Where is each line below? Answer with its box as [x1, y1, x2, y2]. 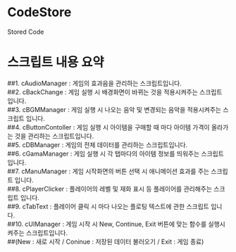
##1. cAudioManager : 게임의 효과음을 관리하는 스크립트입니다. [7, 79, 182, 87]
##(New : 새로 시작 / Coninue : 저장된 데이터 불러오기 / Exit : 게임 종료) [7, 237, 204, 246]
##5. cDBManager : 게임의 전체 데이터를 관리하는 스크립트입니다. [7, 140, 188, 149]
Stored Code [7, 27, 44, 36]
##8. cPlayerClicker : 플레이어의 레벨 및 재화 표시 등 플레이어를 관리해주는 [7, 184, 213, 193]
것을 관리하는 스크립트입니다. [14, 132, 94, 140]
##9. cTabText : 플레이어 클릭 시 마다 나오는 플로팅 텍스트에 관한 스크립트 [7, 202, 209, 210]
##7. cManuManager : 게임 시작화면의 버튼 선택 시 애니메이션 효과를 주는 [7, 167, 210, 175]
